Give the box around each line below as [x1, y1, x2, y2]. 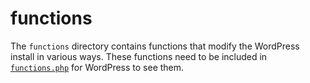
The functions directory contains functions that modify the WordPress [10, 40, 300, 52]
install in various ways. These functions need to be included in [10, 50, 268, 62]
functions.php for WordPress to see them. [10, 61, 185, 73]
